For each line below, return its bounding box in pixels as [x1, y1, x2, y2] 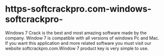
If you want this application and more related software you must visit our [5, 40, 152, 46]
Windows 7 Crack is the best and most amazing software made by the [5, 30, 147, 36]
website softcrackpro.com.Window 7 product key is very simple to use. [5, 45, 149, 51]
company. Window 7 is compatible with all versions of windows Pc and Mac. [5, 35, 160, 41]
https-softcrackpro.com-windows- [5, 3, 152, 15]
